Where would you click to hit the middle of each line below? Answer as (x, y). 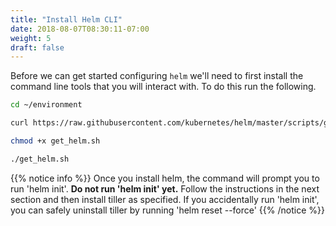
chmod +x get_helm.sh (55, 141)
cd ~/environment (46, 105)
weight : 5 (31, 38)
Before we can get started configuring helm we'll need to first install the (157, 76)
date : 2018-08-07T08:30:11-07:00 (80, 29)
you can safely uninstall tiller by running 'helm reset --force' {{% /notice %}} (167, 210)
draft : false (37, 47)
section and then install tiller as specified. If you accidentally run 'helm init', (165, 199)
